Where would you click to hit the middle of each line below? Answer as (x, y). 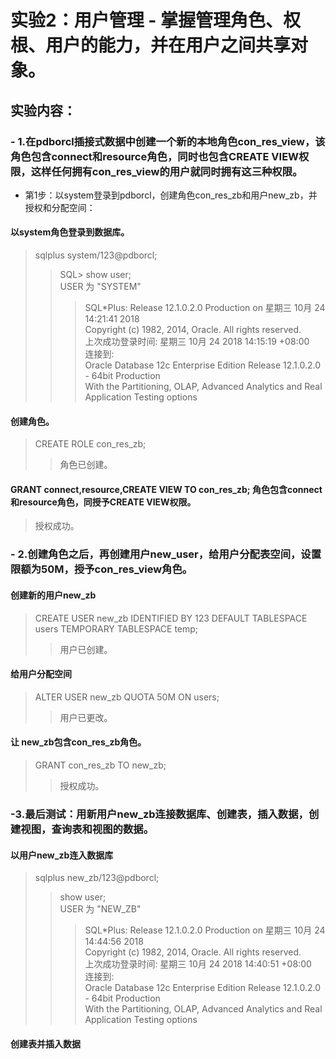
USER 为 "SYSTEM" (100, 287)
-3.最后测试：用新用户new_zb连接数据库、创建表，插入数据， (159, 814)
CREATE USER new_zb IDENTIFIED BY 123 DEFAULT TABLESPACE (171, 618)
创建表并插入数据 (45, 1043)
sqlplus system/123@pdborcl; (96, 255)
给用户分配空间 (41, 674)
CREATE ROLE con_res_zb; (90, 444)
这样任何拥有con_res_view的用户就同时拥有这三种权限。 (166, 171)
